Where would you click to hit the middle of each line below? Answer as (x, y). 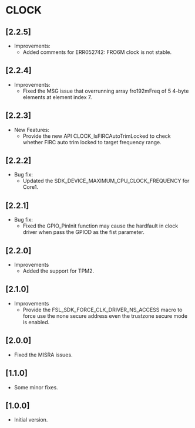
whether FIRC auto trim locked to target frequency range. (92, 142)
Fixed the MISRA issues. (43, 355)
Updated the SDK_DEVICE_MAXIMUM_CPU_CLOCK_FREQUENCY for (106, 181)
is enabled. (36, 322)
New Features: (32, 130)
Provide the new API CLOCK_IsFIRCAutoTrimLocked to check (97, 136)
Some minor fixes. (36, 387)
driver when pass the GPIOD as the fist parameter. (83, 232)
